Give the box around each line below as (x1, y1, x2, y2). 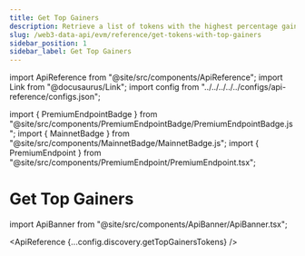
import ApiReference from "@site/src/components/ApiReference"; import (9, 72, 283, 83)
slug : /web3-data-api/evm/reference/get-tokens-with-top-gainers (9, 30, 261, 39)
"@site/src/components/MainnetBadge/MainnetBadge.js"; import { (9, 138, 260, 149)
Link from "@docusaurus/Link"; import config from (9, 82, 200, 93)
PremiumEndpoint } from (9, 147, 102, 159)
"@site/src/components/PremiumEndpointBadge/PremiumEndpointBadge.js (9, 119, 293, 130)
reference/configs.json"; (9, 92, 102, 103)
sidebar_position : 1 (9, 38, 88, 48)
